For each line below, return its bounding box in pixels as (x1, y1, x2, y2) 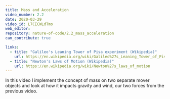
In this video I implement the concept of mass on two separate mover (5, 77, 150, 83)
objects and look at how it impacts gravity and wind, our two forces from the (5, 83, 164, 89)
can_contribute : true (5, 36, 51, 41)
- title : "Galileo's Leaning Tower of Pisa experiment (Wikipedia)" (10, 49, 157, 55)
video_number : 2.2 (5, 12, 44, 17)
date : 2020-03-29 (5, 17, 42, 22)
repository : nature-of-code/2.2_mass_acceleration (5, 31, 114, 36)
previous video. (5, 88, 38, 94)
